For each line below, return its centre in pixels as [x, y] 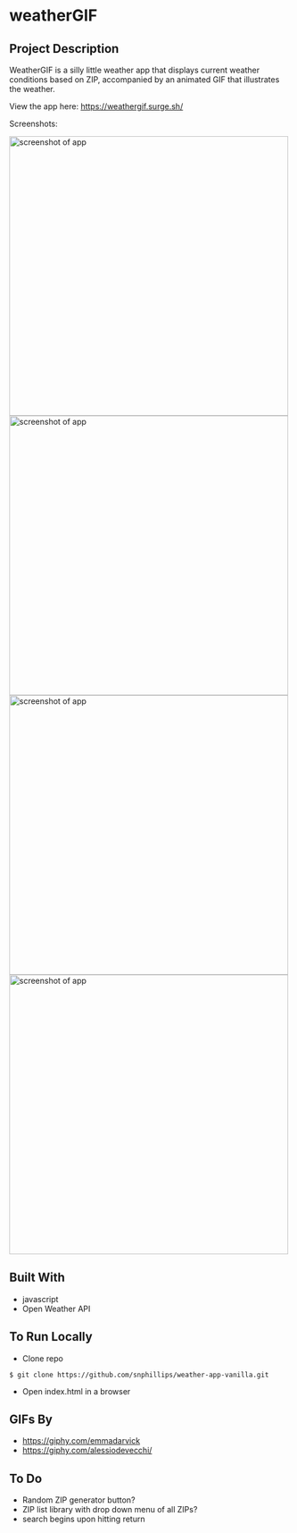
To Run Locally [51, 1337]
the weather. [32, 89]
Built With [37, 1278]
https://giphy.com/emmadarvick [81, 1441]
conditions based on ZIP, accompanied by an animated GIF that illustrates [144, 80]
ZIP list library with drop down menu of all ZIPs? [110, 1510]
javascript [40, 1299]
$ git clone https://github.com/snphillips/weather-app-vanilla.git [139, 1375]
